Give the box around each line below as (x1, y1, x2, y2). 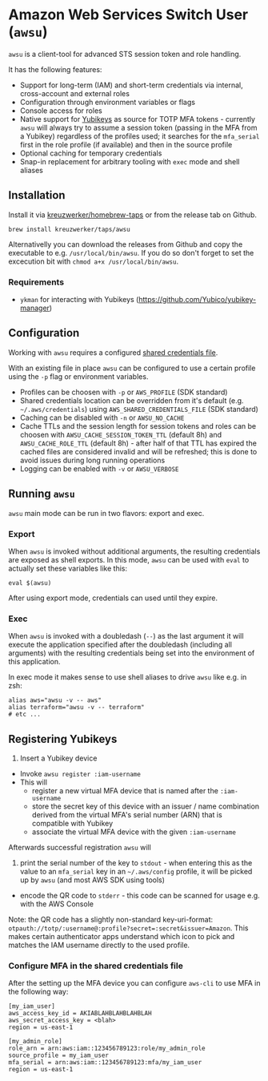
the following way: (8, 987, 69, 997)
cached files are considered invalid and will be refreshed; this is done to (19, 446, 258, 456)
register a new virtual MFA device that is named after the (31, 786, 218, 796)
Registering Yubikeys (8, 732, 118, 746)
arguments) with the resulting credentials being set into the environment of (8, 648, 255, 658)
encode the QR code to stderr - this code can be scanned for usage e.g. (19, 891, 260, 901)
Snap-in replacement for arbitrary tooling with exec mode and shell (19, 156, 240, 166)
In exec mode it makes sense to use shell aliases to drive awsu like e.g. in (8, 672, 247, 682)
